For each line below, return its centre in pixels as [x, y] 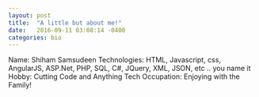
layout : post [30, 15]
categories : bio [35, 37]
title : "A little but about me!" [65, 23]
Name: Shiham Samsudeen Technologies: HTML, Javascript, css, [115, 60]
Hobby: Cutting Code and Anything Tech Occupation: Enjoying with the [124, 76]
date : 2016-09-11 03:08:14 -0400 [67, 30]
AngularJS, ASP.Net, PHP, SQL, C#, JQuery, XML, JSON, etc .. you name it [129, 69]
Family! [20, 85]
